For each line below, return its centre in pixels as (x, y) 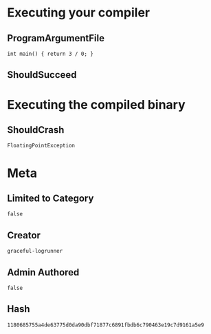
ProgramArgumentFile (56, 38)
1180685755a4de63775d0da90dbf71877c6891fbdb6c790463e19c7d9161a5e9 (106, 325)
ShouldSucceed (42, 75)
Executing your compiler (78, 13)
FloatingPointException (41, 146)
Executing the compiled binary (96, 104)
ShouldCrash (36, 130)
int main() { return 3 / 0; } (51, 54)
